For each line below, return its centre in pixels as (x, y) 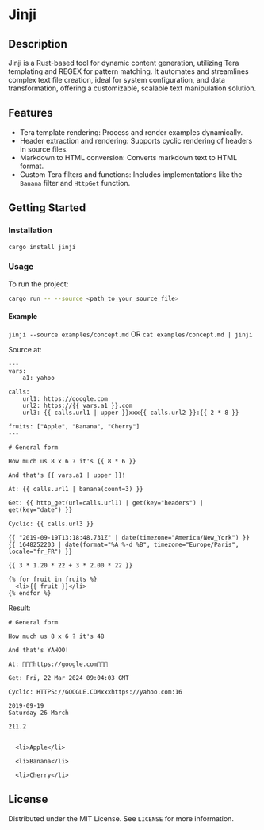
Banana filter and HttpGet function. (75, 183)
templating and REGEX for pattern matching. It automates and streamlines (128, 71)
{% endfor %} (30, 593)
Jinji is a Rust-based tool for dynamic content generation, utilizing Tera (124, 63)
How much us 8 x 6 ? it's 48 (56, 636)
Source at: (25, 349)
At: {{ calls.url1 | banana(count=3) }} (76, 489)
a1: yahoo (39, 378)
